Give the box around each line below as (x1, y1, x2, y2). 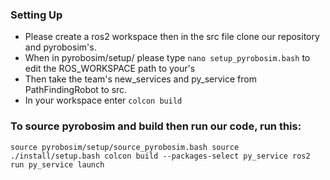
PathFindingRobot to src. (24, 84, 128, 96)
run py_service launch (10, 159, 105, 170)
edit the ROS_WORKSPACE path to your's (24, 63, 196, 75)
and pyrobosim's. (24, 41, 97, 53)
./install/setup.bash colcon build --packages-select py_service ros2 (10, 151, 311, 161)
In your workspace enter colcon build (24, 94, 183, 107)
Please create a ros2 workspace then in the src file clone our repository (24, 31, 320, 43)
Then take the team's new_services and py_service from (24, 73, 257, 85)
